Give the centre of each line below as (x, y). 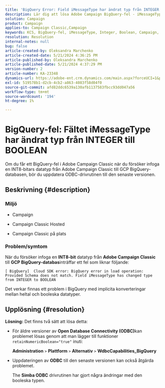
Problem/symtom (26, 246)
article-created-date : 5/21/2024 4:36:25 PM (51, 55)
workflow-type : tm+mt (27, 92)
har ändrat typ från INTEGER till (70, 140)
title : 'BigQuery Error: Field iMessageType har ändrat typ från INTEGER (82, 10)
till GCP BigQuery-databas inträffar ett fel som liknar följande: (67, 262)
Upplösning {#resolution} (45, 310)
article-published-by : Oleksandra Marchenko (51, 60)
